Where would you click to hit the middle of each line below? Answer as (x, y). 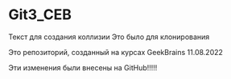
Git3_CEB (40, 15)
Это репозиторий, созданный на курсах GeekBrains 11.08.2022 (116, 52)
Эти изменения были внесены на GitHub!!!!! (83, 67)
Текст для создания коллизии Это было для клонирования (109, 37)
